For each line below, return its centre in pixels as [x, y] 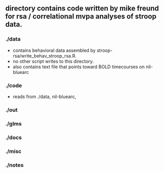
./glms [14, 124]
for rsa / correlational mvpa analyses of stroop [81, 17]
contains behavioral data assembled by [54, 50]
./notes [15, 165]
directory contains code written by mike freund [82, 8]
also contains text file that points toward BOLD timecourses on [79, 67]
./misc [13, 151]
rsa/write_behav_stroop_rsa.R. [45, 55]
